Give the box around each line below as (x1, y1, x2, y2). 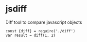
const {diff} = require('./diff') (5, 28, 76, 33)
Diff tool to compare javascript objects (5, 19, 82, 25)
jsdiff (5, 3, 27, 14)
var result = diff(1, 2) (5, 33, 56, 38)
